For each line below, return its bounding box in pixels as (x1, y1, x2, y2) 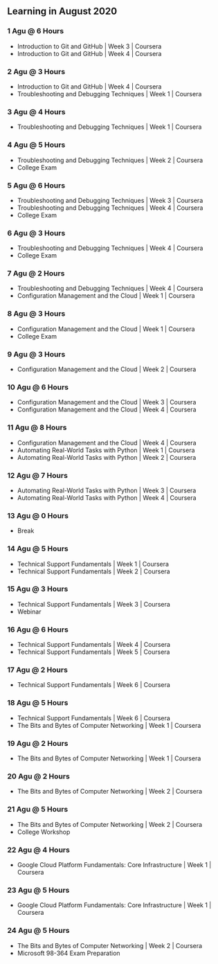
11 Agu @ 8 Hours (7, 422, 67, 432)
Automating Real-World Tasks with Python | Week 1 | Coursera (17, 446, 195, 454)
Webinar (17, 607, 42, 616)
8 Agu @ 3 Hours (7, 309, 66, 319)
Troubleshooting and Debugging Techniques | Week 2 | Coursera (17, 156, 203, 164)
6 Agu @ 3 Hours (7, 228, 66, 238)
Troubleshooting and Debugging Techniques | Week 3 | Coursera (17, 196, 203, 204)
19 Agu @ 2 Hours (7, 738, 69, 748)
